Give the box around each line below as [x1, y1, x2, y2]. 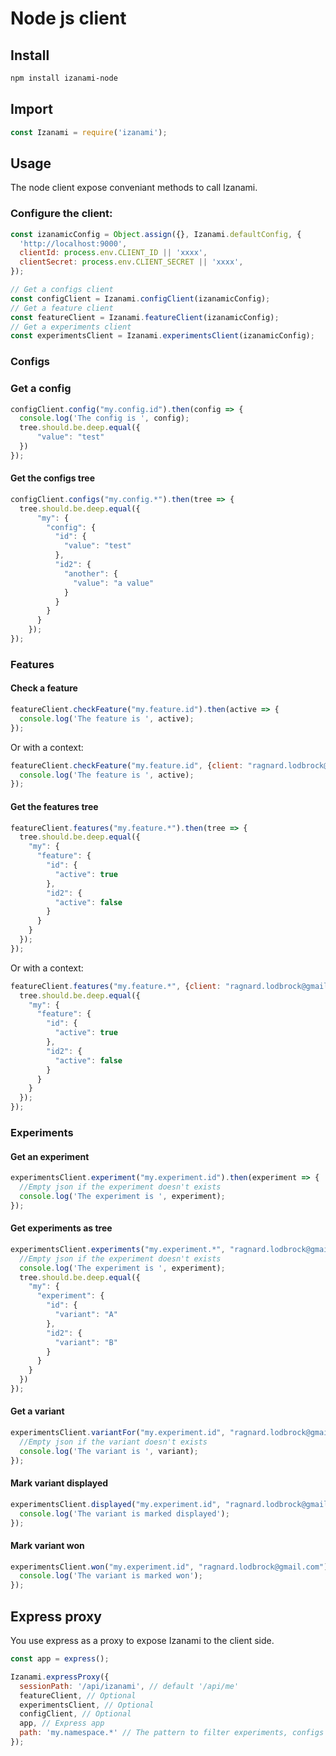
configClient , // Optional [19, 1709, 132, 1719]
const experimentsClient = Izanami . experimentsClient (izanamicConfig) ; [10, 331, 315, 341]
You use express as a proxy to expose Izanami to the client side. [10, 1635, 275, 1647]
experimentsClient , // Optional [19, 1700, 155, 1710]
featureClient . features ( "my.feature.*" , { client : [10, 981, 222, 991]
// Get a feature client [10, 303, 114, 313]
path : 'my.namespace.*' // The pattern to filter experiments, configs [19, 1728, 325, 1738]
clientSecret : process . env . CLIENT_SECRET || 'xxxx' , [19, 257, 244, 267]
